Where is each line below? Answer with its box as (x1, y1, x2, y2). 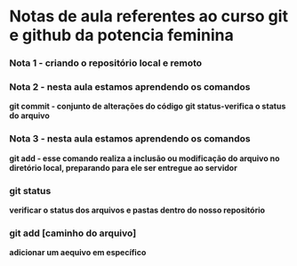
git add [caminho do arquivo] (9, 227, 137, 239)
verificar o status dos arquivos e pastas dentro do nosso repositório (9, 205, 265, 215)
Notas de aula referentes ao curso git (9, 6, 289, 27)
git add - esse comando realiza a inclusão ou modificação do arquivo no (9, 153, 280, 164)
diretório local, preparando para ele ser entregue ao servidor (9, 162, 237, 173)
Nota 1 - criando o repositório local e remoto (9, 57, 203, 69)
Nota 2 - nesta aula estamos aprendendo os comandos (9, 81, 251, 93)
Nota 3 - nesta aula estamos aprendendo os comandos (9, 133, 251, 145)
